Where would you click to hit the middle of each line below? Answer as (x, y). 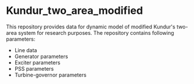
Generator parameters (41, 56)
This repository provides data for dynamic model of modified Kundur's (91, 27)
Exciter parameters (37, 63)
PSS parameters (34, 68)
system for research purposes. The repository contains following (96, 32)
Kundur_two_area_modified (75, 11)
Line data (26, 50)
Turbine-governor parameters (50, 75)
